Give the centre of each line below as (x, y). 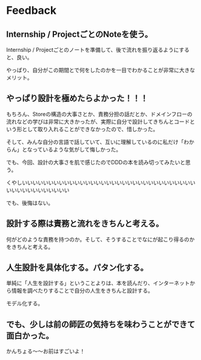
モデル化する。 (25, 303)
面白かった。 (30, 336)
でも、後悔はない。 (30, 203)
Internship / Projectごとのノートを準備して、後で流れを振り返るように (93, 50)
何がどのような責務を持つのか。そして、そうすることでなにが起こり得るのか (100, 239)
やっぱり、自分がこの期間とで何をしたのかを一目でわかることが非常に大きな (101, 70)
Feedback (31, 11)
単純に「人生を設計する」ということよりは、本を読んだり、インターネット (98, 283)
